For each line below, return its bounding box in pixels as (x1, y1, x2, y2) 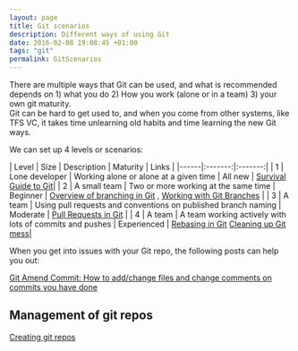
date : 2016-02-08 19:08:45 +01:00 (9, 38, 139, 47)
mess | (9, 228, 32, 238)
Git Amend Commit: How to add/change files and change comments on (9, 272, 273, 283)
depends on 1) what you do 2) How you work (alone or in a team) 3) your (9, 89, 277, 99)
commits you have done (9, 282, 98, 292)
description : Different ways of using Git (9, 30, 170, 39)
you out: (9, 255, 40, 265)
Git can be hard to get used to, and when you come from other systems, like (9, 108, 290, 118)
